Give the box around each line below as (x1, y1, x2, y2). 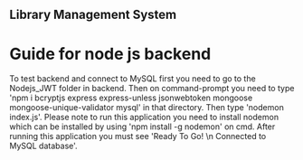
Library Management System (9, 7, 177, 23)
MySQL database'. (9, 140, 79, 152)
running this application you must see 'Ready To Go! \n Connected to (9, 131, 267, 142)
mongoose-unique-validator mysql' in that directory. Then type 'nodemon (9, 102, 285, 113)
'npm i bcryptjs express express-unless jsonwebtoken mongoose (9, 92, 253, 103)
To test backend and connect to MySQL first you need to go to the (9, 73, 256, 84)
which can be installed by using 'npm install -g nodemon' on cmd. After (9, 121, 276, 132)
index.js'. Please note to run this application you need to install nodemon (9, 112, 279, 123)
